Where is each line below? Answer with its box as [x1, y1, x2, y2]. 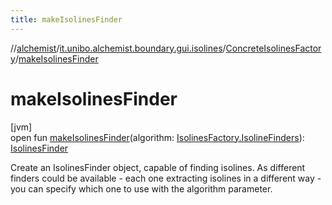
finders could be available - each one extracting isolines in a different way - [10, 172, 322, 184]
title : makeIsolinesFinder [10, 14, 123, 25]
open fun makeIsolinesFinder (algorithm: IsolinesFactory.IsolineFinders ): [10, 131, 305, 143]
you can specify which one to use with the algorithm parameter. [10, 182, 273, 195]
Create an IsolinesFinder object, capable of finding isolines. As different [10, 161, 306, 173]
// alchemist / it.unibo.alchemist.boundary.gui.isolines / [10, 42, 227, 54]
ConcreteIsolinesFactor [225, 42, 322, 54]
